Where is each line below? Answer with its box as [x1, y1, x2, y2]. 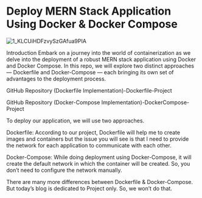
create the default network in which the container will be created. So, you [6, 160, 190, 167]
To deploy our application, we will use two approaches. [6, 117, 145, 124]
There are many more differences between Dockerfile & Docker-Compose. [6, 178, 193, 185]
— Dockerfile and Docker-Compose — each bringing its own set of [6, 68, 175, 76]
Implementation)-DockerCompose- [101, 99, 190, 106]
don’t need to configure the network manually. [6, 166, 123, 174]
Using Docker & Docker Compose [6, 17, 178, 31]
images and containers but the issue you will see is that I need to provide [6, 135, 189, 143]
